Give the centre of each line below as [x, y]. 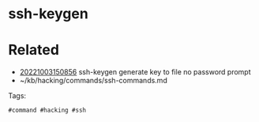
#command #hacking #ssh [47, 111]
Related [34, 50]
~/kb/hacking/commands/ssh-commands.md [93, 81]
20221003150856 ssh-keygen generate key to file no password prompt [135, 72]
